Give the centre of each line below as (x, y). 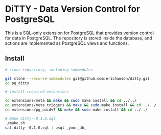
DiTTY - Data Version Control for (73, 9)
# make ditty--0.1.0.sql (30, 118)
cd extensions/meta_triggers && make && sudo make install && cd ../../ (81, 105)
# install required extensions (37, 92)
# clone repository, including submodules (49, 70)
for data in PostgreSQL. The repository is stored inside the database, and (79, 38)
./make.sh (15, 123)
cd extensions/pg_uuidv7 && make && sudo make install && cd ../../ (76, 110)
